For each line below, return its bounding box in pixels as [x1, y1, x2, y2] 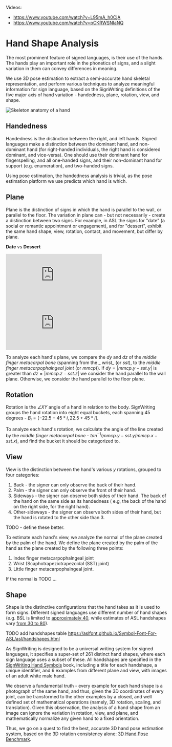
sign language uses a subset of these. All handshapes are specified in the [6, 656, 162, 663]
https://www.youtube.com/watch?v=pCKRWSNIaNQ [13, 20, 124, 26]
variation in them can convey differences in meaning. [6, 65, 118, 71]
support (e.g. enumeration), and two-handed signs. [6, 162, 114, 168]
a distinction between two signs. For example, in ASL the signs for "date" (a [6, 217, 165, 223]
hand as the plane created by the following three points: [6, 545, 124, 551]
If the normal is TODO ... [6, 575, 57, 582]
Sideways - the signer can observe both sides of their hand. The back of [13, 493, 167, 499]
